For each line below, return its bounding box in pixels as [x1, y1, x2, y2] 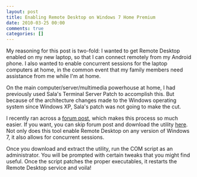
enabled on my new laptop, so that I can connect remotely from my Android [6, 54, 192, 61]
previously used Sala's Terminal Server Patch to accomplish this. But [6, 91, 174, 98]
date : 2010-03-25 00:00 [6, 20, 65, 26]
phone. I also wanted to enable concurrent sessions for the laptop [6, 60, 168, 67]
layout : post [6, 8, 39, 15]
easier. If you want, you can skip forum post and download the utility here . [6, 121, 188, 128]
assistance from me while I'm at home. [6, 73, 101, 80]
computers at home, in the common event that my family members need [6, 66, 183, 73]
